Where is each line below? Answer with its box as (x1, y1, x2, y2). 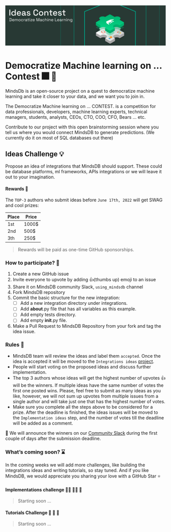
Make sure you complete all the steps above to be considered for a (12, 404, 153, 410)
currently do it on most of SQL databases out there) (5, 135, 113, 141)
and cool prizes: (5, 202, 39, 208)
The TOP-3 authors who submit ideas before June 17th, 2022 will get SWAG (5, 197, 163, 203)
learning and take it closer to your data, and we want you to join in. (5, 93, 145, 99)
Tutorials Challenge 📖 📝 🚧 (5, 510, 60, 516)
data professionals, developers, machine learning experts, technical (5, 109, 148, 115)
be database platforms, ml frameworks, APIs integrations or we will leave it (5, 168, 162, 174)
